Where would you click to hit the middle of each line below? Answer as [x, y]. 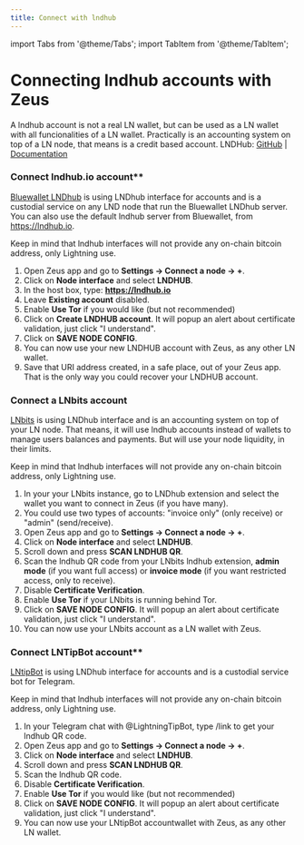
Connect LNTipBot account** [77, 653]
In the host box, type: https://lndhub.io [97, 290]
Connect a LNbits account [69, 400]
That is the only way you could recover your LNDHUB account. [141, 377]
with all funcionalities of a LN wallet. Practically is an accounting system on [151, 134]
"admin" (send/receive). [69, 523]
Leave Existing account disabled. [87, 300]
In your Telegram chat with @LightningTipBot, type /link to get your [149, 726]
